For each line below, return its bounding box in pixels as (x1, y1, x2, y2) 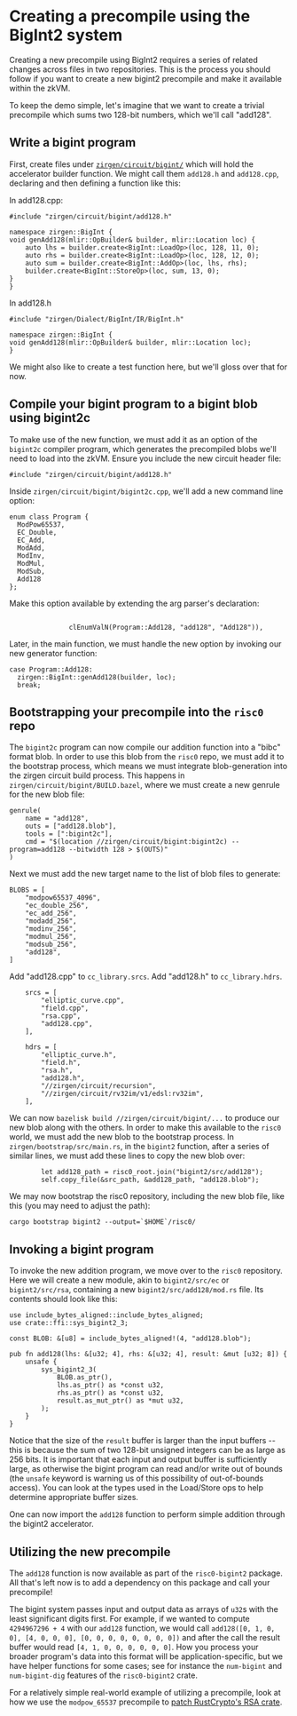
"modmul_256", (25, 933, 77, 941)
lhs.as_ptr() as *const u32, (56, 1381, 165, 1390)
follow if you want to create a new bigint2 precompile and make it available (9, 73, 282, 83)
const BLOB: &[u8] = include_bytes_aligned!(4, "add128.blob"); (9, 1334, 252, 1343)
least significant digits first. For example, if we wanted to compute (9, 1614, 250, 1624)
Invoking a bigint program (9, 1242, 154, 1257)
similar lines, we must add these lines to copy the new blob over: (9, 1150, 246, 1161)
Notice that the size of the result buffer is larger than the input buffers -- (9, 1435, 277, 1446)
